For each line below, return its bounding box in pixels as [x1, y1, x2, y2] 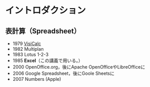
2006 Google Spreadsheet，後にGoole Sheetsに [12, 70, 115, 76]
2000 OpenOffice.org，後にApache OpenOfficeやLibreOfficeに [12, 64, 145, 70]
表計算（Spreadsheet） [5, 27, 81, 35]
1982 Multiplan [12, 46, 44, 52]
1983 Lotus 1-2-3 [12, 52, 49, 57]
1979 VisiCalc [12, 40, 41, 47]
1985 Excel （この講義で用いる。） [12, 57, 83, 63]
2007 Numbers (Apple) [12, 76, 61, 82]
